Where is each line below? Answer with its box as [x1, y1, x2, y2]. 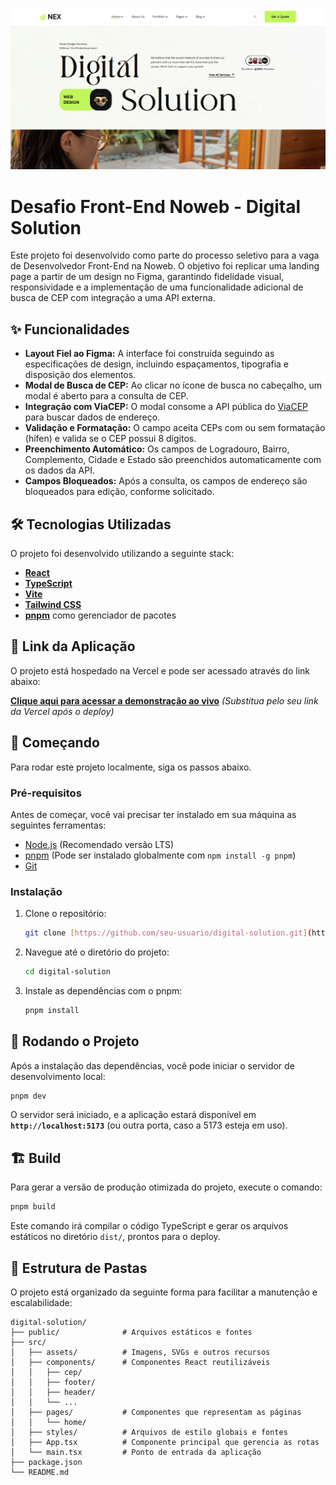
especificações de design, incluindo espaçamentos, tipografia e [24, 358, 290, 370]
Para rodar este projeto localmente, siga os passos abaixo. [10, 761, 252, 773]
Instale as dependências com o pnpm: [24, 984, 183, 997]
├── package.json [10, 1457, 83, 1467]
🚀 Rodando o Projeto [10, 1033, 140, 1050]
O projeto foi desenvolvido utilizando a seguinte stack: [10, 547, 235, 559]
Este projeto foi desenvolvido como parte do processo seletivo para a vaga [10, 249, 320, 262]
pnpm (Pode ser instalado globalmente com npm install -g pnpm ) [24, 849, 297, 861]
